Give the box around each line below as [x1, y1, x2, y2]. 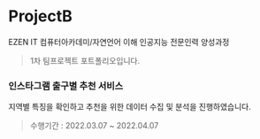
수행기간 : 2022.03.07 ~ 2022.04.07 [29, 120, 159, 131]
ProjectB [8, 6, 73, 27]
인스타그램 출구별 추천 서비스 [8, 80, 124, 92]
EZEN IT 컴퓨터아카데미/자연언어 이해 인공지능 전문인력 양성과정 [8, 36, 230, 47]
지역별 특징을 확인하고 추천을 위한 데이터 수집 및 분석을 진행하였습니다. [8, 102, 251, 112]
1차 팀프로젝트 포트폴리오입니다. [29, 55, 141, 66]
